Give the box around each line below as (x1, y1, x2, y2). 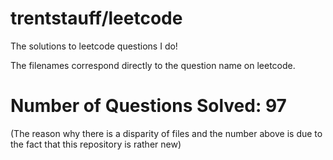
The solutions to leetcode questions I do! (10, 40, 178, 52)
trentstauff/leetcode (10, 7, 183, 30)
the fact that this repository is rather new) (10, 138, 182, 150)
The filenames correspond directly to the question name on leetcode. (10, 59, 296, 71)
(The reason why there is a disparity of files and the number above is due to (10, 127, 323, 139)
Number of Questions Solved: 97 (10, 95, 287, 117)
